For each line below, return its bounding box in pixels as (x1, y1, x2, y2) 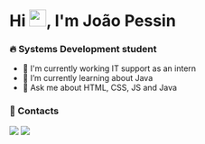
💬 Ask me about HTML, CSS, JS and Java (22, 82, 178, 94)
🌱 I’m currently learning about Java (22, 73, 154, 84)
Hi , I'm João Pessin (9, 11, 176, 31)
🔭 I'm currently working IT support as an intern (22, 63, 197, 74)
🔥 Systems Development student (9, 43, 157, 56)
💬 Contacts (9, 104, 60, 117)
